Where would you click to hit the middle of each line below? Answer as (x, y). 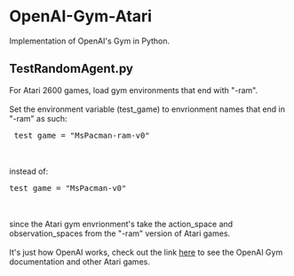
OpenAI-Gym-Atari (81, 16)
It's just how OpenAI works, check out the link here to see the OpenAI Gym (146, 252)
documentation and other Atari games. (80, 261)
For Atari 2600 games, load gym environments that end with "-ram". (134, 90)
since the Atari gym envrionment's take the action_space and (121, 224)
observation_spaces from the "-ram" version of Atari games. (120, 233)
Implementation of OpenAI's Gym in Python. (90, 41)
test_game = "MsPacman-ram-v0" (82, 135)
